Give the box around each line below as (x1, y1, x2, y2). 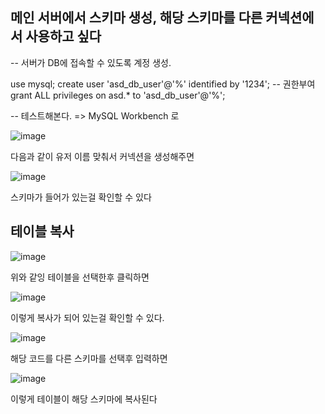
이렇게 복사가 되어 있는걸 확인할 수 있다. (10, 311, 165, 323)
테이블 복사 (10, 223, 75, 240)
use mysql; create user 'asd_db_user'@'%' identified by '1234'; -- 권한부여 (10, 78, 316, 90)
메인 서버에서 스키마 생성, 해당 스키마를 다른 (10, 9, 263, 27)
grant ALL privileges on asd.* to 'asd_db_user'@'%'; (10, 89, 226, 101)
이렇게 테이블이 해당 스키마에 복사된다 (10, 393, 158, 405)
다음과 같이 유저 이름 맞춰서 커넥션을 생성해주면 (10, 150, 195, 162)
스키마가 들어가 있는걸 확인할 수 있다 (10, 191, 152, 203)
